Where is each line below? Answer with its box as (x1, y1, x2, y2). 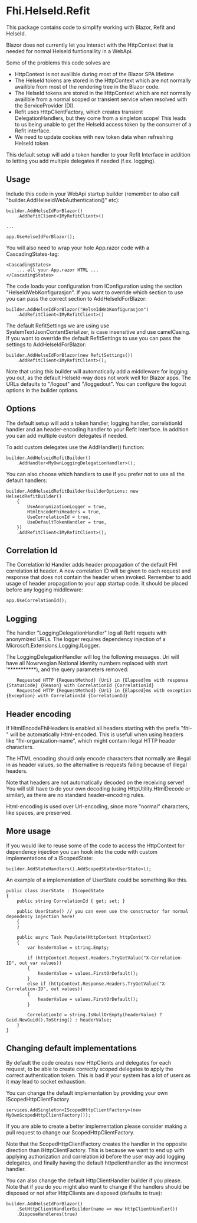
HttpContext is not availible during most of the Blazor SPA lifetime (14, 70, 174, 77)
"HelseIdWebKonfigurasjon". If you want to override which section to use (6, 288, 183, 296)
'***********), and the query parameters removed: (6, 666, 129, 673)
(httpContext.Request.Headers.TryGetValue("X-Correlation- (35, 955, 183, 961)
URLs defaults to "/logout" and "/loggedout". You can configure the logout (6, 380, 186, 388)
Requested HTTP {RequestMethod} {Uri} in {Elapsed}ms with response (17, 678, 189, 684)
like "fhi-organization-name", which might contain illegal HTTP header (6, 737, 177, 744)
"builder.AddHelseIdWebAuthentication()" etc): (6, 196, 120, 203)
